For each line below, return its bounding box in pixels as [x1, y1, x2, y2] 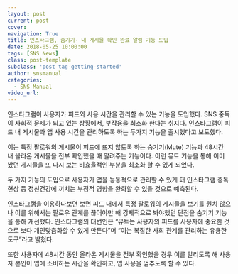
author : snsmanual [7, 70, 62, 77]
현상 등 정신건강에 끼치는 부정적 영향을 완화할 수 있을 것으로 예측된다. [7, 185, 199, 193]
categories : [7, 76, 43, 84]
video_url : [7, 89, 40, 97]
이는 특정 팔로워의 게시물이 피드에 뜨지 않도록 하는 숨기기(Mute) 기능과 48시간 [7, 143, 225, 151]
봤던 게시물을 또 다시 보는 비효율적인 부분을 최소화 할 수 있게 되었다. [7, 160, 195, 169]
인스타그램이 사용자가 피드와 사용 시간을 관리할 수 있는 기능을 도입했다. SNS [7, 110, 217, 119]
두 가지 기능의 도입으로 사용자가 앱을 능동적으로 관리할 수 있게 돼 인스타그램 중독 [7, 175, 229, 185]
